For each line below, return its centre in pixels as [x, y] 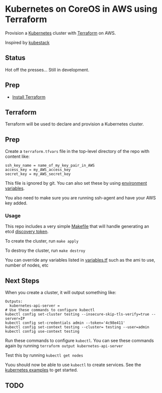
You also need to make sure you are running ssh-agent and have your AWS [81, 198]
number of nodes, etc [27, 265]
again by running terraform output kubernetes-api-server [64, 346]
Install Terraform [29, 97]
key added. [16, 203]
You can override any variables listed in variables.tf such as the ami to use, [80, 260]
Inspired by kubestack [27, 42]
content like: [18, 157]
